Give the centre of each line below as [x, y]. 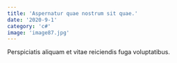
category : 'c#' [29, 26]
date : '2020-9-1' [32, 20]
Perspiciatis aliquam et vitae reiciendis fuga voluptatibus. [88, 52]
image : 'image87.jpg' [39, 33]
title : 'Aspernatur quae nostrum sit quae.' [73, 13]
